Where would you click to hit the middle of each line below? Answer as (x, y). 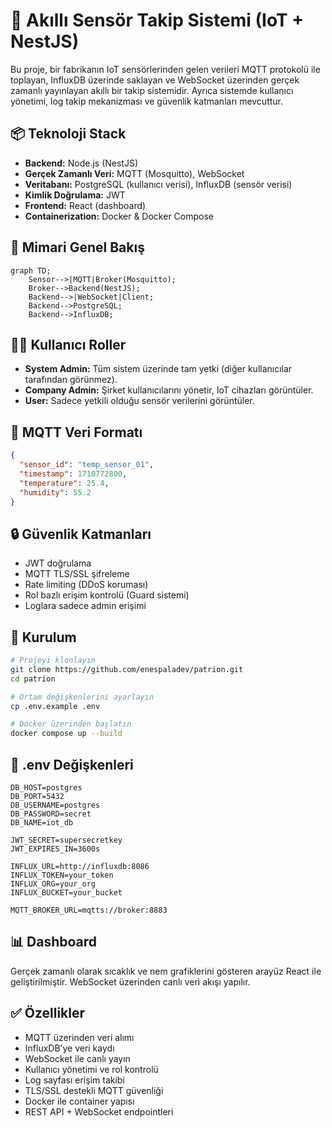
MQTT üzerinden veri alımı (79, 1037)
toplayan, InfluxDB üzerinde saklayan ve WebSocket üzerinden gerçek (155, 80)
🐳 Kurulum (43, 637)
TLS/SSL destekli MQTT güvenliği (94, 1090)
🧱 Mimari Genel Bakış (77, 247)
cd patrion (33, 679)
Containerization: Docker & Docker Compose (119, 216)
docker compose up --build (66, 734)
